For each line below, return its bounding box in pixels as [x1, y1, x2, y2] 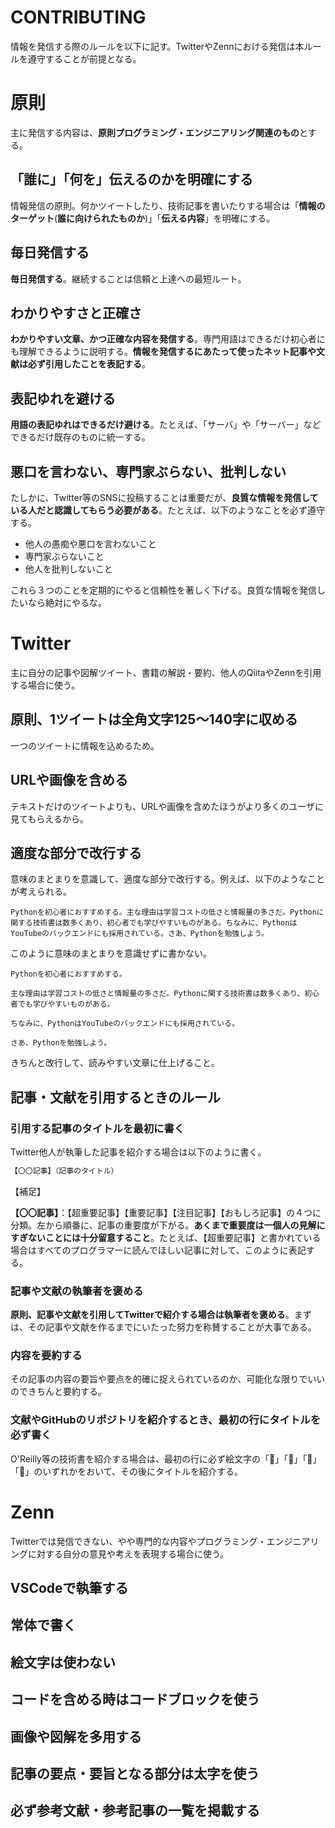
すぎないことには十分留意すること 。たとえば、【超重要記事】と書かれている [10, 1231, 322, 1243]
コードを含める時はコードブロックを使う [10, 1691, 260, 1708]
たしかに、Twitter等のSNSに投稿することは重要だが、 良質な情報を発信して [10, 491, 319, 503]
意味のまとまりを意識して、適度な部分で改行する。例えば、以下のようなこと [10, 873, 325, 885]
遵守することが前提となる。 [27, 52, 142, 65]
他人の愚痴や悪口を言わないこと [24, 537, 157, 550]
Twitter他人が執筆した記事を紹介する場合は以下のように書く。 [10, 1146, 267, 1158]
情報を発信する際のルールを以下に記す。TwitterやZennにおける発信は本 [10, 40, 305, 52]
